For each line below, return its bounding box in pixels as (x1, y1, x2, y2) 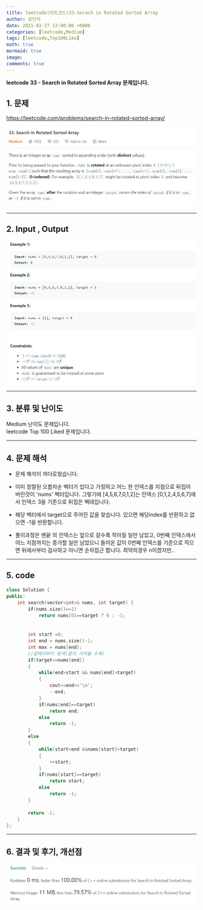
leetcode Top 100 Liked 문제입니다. (6, 428, 92, 435)
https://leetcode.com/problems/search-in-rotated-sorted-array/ (6, 115, 165, 122)
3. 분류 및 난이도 (6, 404, 63, 414)
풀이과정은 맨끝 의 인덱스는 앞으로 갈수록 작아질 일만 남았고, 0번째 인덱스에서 (14, 532, 196, 539)
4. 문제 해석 (6, 453, 47, 463)
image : (6, 54, 23, 60)
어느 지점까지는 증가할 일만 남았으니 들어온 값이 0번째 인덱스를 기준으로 (14, 539, 183, 546)
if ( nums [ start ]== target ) (38, 772, 101, 778)
